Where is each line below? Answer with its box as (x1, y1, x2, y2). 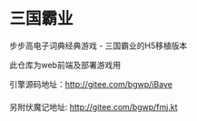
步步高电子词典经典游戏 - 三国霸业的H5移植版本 (9, 40, 188, 51)
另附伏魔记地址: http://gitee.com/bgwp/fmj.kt (9, 101, 178, 112)
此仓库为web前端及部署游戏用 (9, 59, 121, 70)
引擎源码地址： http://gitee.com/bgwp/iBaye (9, 78, 172, 89)
